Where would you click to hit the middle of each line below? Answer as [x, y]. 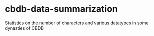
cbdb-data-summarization [62, 9]
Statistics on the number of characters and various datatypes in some [77, 23]
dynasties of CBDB [24, 28]
